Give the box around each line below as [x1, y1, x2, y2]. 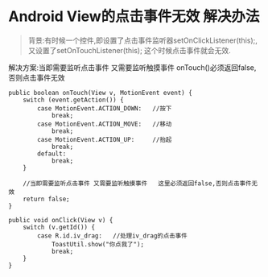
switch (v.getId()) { [23, 223, 95, 231]
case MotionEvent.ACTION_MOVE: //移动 [37, 120, 172, 128]
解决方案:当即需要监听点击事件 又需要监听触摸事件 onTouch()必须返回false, [8, 62, 257, 72]
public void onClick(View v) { [8, 216, 113, 224]
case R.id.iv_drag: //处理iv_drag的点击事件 [37, 231, 188, 240]
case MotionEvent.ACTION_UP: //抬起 [37, 135, 172, 143]
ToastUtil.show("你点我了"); [51, 240, 145, 248]
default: [37, 150, 67, 158]
